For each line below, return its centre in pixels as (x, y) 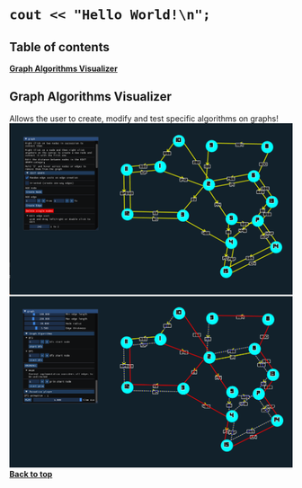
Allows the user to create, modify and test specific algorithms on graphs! (144, 118)
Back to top (31, 474)
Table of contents (59, 47)
